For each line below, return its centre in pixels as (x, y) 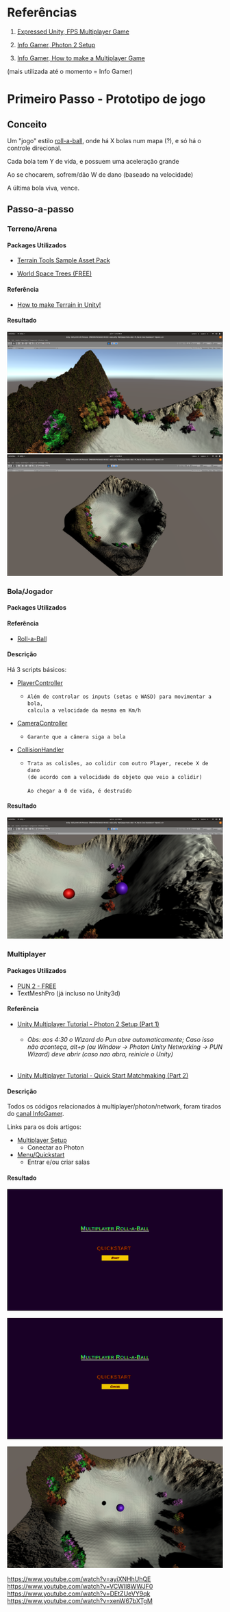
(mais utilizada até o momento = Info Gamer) (70, 71)
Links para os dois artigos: (44, 1127)
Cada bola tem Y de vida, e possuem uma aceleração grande (93, 161)
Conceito (27, 124)
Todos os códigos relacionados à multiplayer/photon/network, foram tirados (114, 1106)
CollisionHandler (40, 749)
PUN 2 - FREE (37, 986)
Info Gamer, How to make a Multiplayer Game (81, 58)
